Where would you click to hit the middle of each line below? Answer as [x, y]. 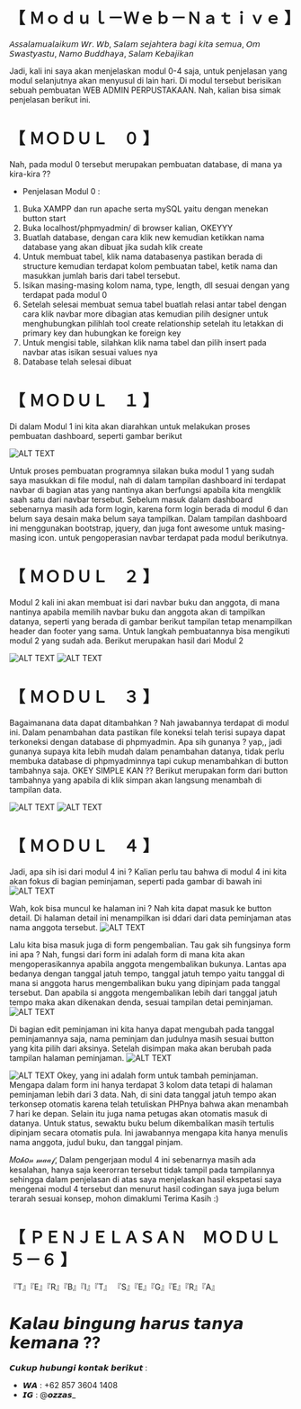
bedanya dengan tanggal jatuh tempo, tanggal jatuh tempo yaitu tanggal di [147, 974]
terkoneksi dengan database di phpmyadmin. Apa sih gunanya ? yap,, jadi [146, 741]
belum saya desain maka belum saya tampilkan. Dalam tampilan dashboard [148, 518]
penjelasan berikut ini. [50, 99]
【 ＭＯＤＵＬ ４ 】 [84, 846]
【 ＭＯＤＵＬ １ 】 [84, 401]
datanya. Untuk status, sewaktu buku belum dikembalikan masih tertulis [142, 1123]
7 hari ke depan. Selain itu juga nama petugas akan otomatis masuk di [138, 1113]
